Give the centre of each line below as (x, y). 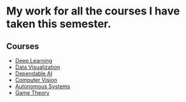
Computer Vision (36, 80)
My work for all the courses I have (93, 11)
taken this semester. (59, 24)
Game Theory (32, 93)
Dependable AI (34, 73)
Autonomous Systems (43, 86)
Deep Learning (34, 61)
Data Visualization (38, 67)
